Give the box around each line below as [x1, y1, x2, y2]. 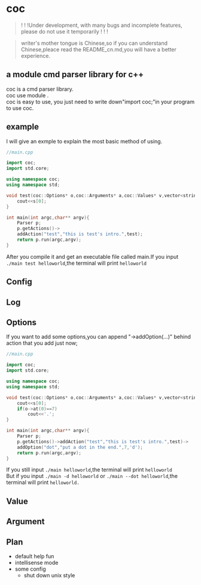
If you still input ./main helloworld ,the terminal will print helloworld [6, 466, 172, 473]
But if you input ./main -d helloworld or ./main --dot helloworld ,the [6, 473, 178, 480]
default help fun [14, 553, 54, 560]
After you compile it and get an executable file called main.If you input [6, 253, 179, 260]
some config [14, 565, 46, 572]
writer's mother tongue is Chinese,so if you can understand [20, 39, 167, 47]
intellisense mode [14, 559, 59, 566]
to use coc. [6, 104, 34, 112]
